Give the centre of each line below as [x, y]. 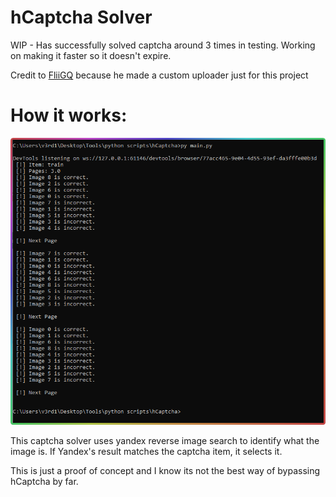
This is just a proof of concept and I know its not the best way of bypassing [165, 470]
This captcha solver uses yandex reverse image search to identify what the [165, 440]
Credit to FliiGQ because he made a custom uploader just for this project [159, 75]
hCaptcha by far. [44, 481]
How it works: [69, 115]
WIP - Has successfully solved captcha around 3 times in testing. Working [163, 45]
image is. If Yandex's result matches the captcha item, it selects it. [146, 451]
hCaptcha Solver [81, 17]
